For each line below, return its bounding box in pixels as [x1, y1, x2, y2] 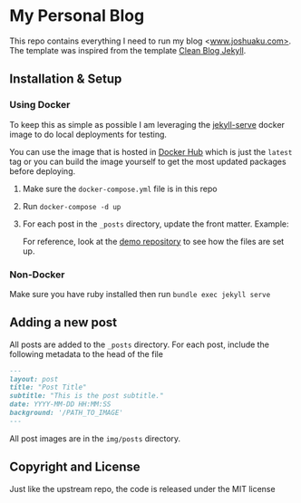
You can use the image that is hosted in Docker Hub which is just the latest [9, 146, 293, 157]
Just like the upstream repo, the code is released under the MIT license [9, 483, 276, 494]
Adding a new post [9, 314, 118, 331]
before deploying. [9, 165, 76, 177]
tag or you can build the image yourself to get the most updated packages [9, 156, 287, 167]
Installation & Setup [9, 72, 122, 87]
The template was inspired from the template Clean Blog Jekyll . [9, 44, 247, 55]
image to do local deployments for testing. [9, 129, 168, 140]
